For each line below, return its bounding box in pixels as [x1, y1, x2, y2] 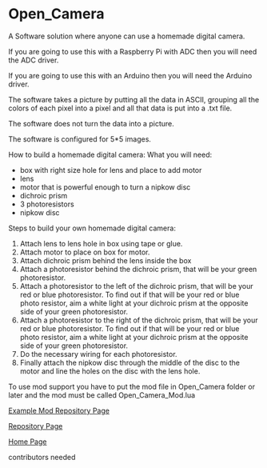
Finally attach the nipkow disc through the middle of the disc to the [19, 358, 240, 367]
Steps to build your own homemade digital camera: [8, 223, 176, 233]
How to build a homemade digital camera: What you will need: [8, 150, 213, 159]
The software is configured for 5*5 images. [8, 134, 152, 144]
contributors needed [8, 452, 76, 462]
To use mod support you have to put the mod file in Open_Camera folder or [8, 382, 256, 391]
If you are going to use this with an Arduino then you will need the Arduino [8, 70, 253, 80]
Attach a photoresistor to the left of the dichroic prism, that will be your [19, 281, 253, 290]
